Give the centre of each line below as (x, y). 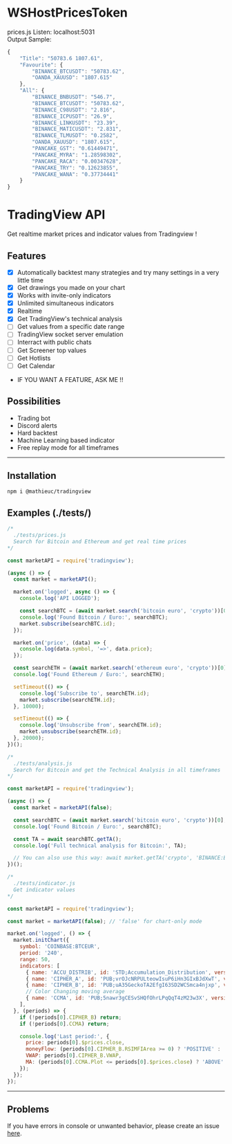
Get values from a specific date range (71, 327)
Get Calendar (36, 365)
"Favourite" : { (41, 65)
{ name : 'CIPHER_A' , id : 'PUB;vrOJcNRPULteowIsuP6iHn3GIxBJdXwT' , (123, 979)
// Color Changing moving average (75, 992)
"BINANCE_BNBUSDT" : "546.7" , (74, 97)
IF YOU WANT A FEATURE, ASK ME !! (70, 379)
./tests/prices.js (40, 535)
